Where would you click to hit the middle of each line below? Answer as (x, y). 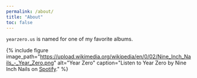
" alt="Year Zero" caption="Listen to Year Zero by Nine (120, 63)
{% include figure (27, 50)
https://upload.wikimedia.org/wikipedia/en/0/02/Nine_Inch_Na (116, 57)
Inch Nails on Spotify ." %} (37, 69)
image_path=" (23, 57)
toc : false (19, 22)
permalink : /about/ (30, 11)
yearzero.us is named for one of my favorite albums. (70, 39)
